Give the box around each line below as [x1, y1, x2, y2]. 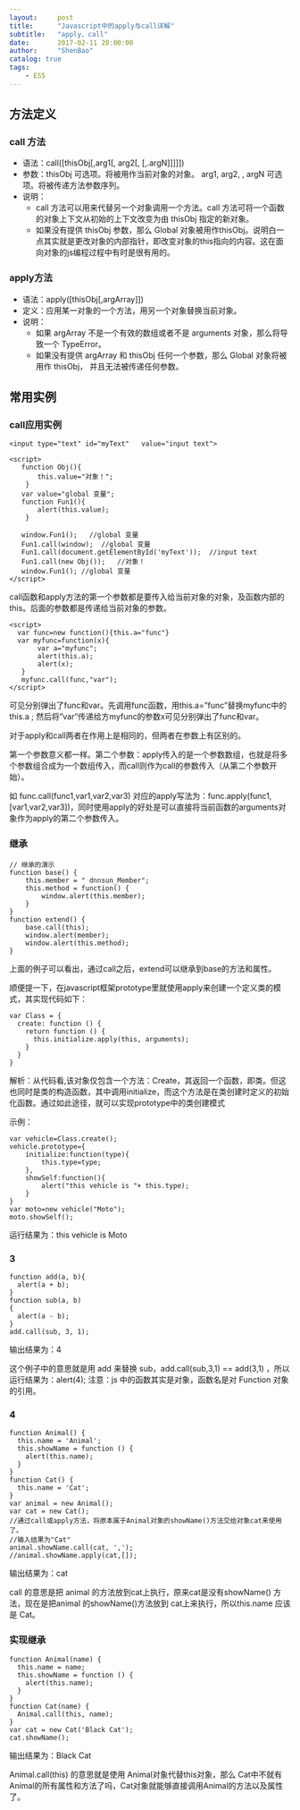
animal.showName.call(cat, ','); [9, 1543, 134, 1552]
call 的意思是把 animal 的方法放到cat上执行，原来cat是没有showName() [9, 1587, 272, 1598]
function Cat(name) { [9, 1702, 90, 1711]
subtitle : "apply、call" [9, 30, 109, 38]
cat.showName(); [9, 1733, 70, 1742]
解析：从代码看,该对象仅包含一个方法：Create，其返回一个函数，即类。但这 [9, 1075, 287, 1085]
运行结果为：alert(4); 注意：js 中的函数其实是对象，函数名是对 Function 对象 [9, 1374, 289, 1385]
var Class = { [9, 1011, 62, 1020]
